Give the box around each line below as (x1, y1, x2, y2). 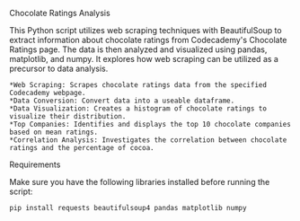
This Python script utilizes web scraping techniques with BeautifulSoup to (9, 25, 282, 35)
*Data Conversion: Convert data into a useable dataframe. (9, 96, 235, 105)
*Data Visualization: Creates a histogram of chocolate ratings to (9, 104, 268, 113)
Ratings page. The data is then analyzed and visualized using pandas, (9, 44, 268, 55)
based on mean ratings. (9, 128, 99, 137)
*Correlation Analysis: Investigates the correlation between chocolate (9, 136, 287, 145)
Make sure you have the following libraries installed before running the (9, 177, 270, 187)
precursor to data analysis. (9, 63, 109, 74)
